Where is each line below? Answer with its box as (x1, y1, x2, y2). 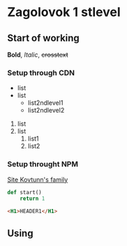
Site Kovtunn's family (7, 175, 68, 184)
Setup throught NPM (7, 159, 79, 169)
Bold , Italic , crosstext (7, 50, 68, 59)
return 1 (20, 195, 45, 203)
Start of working (7, 32, 80, 44)
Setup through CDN (7, 68, 75, 78)
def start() (7, 189, 42, 196)
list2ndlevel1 (27, 99, 63, 107)
